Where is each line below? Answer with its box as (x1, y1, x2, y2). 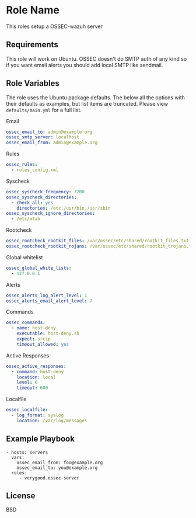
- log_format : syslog (11, 412, 64, 418)
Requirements (6, 40, 58, 50)
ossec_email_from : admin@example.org (6, 140, 98, 146)
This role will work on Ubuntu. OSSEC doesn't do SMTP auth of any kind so (6, 55, 187, 62)
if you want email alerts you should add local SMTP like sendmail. (6, 61, 163, 68)
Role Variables (6, 78, 60, 88)
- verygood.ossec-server (19, 475, 80, 481)
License (6, 491, 36, 501)
